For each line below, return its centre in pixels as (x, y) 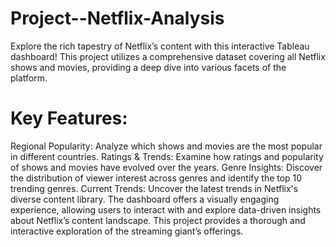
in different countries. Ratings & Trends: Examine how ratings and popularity (167, 156)
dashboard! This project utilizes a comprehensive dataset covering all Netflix (168, 56)
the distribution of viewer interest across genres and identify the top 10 (156, 178)
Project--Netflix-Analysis (117, 18)
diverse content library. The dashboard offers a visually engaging (145, 199)
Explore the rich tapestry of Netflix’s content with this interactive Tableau (160, 46)
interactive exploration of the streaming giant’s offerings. (127, 231)
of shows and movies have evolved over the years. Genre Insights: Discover (166, 167)
